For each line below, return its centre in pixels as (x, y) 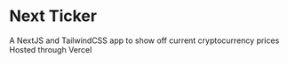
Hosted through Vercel (51, 49)
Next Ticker (53, 16)
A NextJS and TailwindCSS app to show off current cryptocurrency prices (144, 40)
